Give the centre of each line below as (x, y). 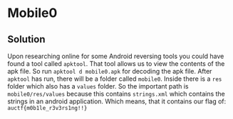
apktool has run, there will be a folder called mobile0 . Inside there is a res (115, 79)
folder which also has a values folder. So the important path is (98, 86)
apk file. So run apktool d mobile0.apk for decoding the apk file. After (110, 71)
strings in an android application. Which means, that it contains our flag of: (117, 101)
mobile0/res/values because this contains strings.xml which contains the (116, 94)
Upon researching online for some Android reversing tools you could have (116, 56)
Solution (26, 39)
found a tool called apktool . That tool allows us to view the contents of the (116, 64)
